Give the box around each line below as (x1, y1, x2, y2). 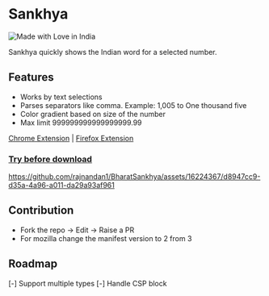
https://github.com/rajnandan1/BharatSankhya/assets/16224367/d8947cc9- (8, 172, 261, 181)
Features (8, 70, 54, 85)
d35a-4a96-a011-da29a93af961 (8, 181, 115, 190)
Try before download (8, 153, 93, 165)
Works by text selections (19, 92, 103, 102)
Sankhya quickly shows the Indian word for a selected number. (8, 47, 217, 56)
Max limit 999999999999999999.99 (19, 118, 143, 127)
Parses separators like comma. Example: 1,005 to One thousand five (19, 100, 247, 110)
